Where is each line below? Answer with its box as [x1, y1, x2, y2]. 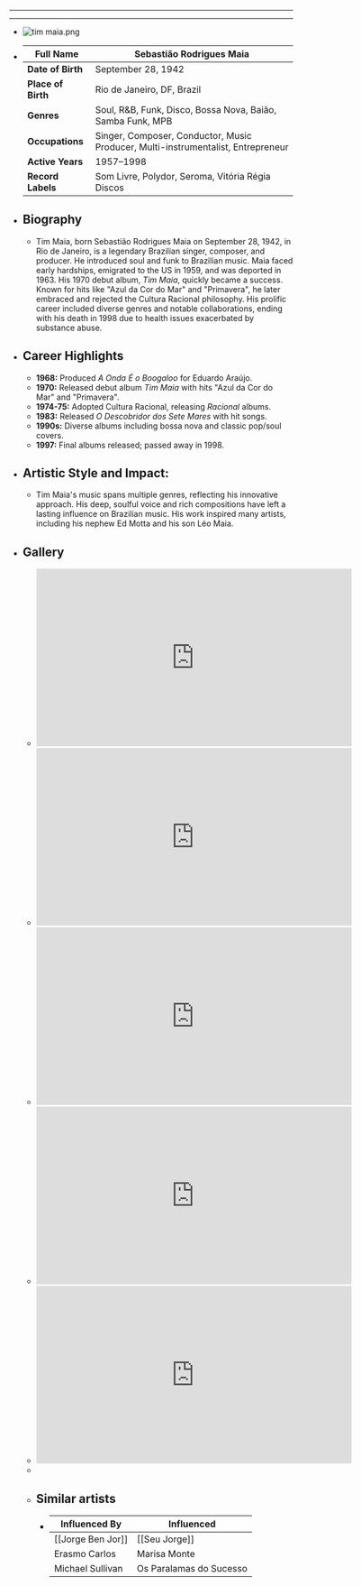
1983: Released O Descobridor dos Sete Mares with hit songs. [35, 410, 267, 421]
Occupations [26, 135, 84, 147]
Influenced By [59, 1517, 122, 1530]
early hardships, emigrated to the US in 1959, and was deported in [35, 264, 282, 275]
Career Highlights [22, 348, 124, 364]
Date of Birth [26, 63, 84, 75]
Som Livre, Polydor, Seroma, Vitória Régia [95, 171, 272, 182]
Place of [26, 78, 64, 90]
